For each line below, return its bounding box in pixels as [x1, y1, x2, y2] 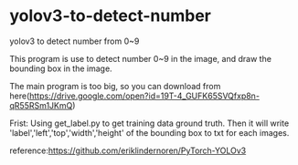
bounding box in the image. [9, 63, 112, 74]
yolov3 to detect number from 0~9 [9, 36, 140, 46]
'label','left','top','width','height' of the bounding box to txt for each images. [9, 127, 290, 138]
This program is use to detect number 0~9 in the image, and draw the [9, 53, 272, 64]
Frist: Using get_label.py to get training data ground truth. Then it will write [9, 118, 290, 129]
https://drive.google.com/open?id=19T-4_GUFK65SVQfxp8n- [28, 90, 261, 101]
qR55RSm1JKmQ [9, 99, 73, 110]
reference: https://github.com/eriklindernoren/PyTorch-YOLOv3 [9, 145, 247, 156]
